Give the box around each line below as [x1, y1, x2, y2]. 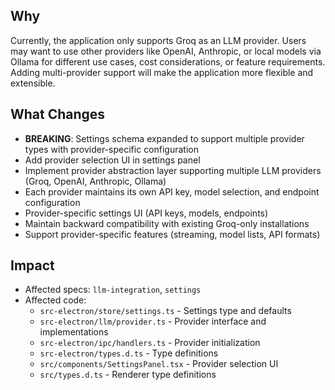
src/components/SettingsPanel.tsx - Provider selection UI [39, 358, 279, 370]
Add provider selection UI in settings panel [24, 154, 201, 166]
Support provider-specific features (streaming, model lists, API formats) [24, 228, 321, 240]
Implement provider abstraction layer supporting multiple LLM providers [24, 164, 322, 176]
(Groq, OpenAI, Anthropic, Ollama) [24, 175, 167, 187]
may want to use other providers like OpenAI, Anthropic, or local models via [10, 45, 322, 57]
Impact [10, 257, 55, 274]
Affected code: [24, 294, 87, 306]
